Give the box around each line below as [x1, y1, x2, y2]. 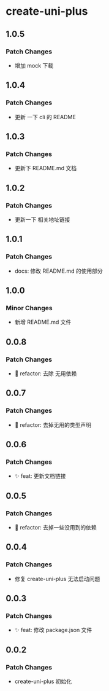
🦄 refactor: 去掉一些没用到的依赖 [14, 524, 97, 531]
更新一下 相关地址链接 [14, 216, 70, 223]
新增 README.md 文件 [14, 318, 72, 326]
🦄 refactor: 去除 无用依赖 [14, 370, 77, 377]
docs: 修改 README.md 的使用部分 [14, 267, 103, 275]
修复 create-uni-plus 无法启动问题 [14, 575, 100, 582]
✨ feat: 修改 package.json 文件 [14, 627, 92, 634]
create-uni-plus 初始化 [14, 677, 72, 685]
